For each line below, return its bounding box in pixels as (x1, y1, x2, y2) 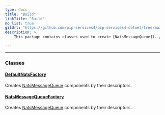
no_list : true (5, 21, 34, 26)
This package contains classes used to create (14, 35, 111, 40)
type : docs (5, 7, 27, 12)
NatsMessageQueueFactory (5, 93, 64, 99)
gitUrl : (5, 25, 21, 30)
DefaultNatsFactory (5, 71, 47, 77)
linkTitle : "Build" (5, 16, 45, 21)
